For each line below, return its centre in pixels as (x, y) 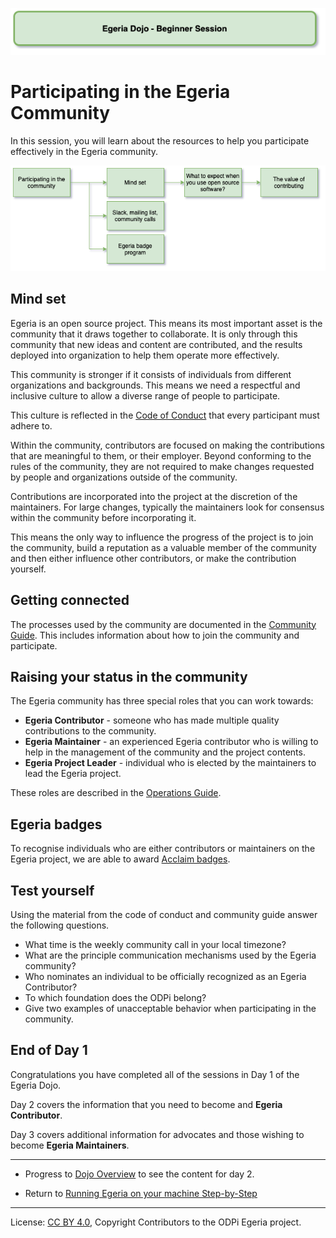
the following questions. (60, 925)
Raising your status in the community (129, 677)
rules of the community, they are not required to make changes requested (162, 466)
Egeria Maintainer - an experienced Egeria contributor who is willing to (171, 742)
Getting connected (70, 600)
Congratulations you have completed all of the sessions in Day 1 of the (155, 1074)
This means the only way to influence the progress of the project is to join (162, 537)
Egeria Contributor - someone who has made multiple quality (152, 720)
